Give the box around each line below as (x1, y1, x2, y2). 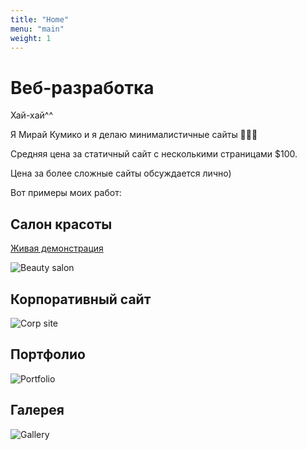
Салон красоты (10, 216, 113, 233)
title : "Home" (10, 14, 70, 25)
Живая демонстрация (10, 242, 104, 255)
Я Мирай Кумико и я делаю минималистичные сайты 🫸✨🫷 (10, 129, 258, 141)
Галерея (10, 402, 65, 419)
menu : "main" (10, 24, 65, 34)
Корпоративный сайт (10, 291, 152, 308)
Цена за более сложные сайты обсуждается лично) (10, 167, 232, 180)
